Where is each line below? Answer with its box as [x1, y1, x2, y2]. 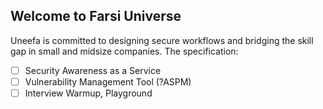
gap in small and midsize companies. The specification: [10, 45, 239, 57]
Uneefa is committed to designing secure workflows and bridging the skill [10, 34, 314, 46]
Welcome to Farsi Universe [10, 8, 182, 25]
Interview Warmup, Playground [24, 87, 153, 99]
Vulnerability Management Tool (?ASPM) [24, 75, 192, 88]
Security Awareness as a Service [24, 64, 162, 76]
